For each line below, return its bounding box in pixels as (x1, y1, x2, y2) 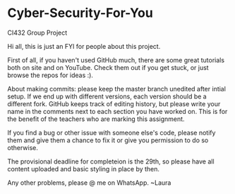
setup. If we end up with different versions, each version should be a (7, 92, 207, 101)
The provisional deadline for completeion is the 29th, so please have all (7, 157, 215, 166)
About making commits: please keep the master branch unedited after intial (7, 84, 226, 93)
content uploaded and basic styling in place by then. (7, 164, 160, 173)
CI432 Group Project (7, 28, 68, 37)
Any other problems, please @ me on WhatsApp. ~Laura (7, 178, 171, 187)
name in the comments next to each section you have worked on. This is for (7, 107, 228, 115)
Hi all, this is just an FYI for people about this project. (7, 42, 161, 50)
